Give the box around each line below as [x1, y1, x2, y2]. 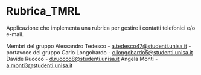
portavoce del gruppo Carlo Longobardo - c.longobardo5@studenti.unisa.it [6, 48, 193, 56]
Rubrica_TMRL [6, 4, 81, 18]
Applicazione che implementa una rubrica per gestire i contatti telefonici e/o [6, 24, 196, 31]
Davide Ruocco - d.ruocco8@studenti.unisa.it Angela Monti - [6, 55, 158, 62]
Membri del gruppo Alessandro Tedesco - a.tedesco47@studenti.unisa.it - [6, 42, 191, 50]
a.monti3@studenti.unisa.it [6, 62, 73, 69]
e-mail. [6, 30, 24, 37]
